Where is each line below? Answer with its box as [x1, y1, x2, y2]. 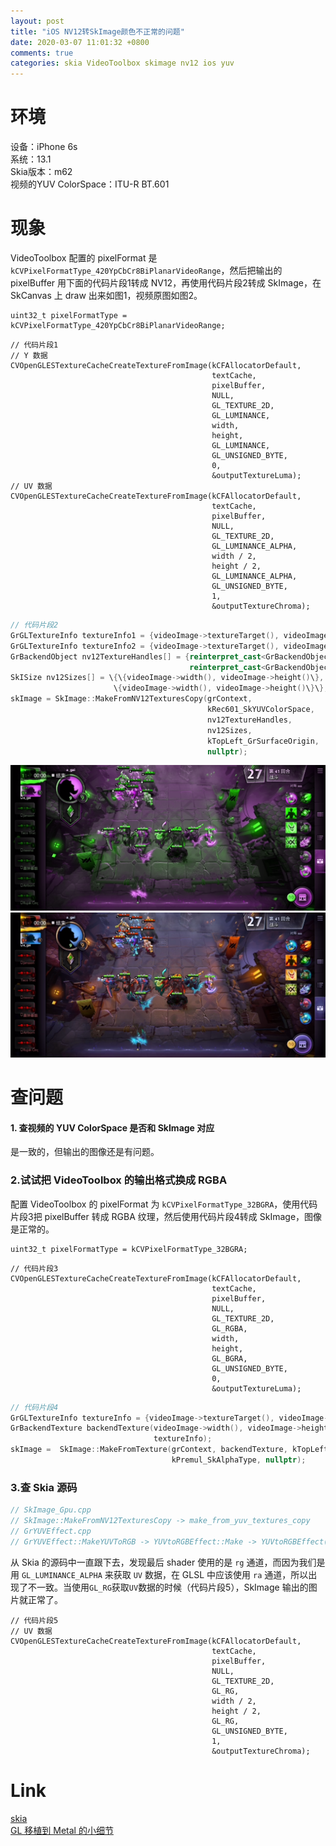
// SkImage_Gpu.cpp [10, 1505, 92, 1515]
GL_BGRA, [211, 1353, 248, 1364]
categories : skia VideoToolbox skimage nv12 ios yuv [10, 58, 235, 69]
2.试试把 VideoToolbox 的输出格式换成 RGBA [10, 1173, 228, 1187]
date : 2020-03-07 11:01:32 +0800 [10, 37, 150, 47]
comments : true [10, 48, 74, 58]
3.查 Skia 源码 [10, 1480, 78, 1494]
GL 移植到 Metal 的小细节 [10, 1824, 114, 1836]
